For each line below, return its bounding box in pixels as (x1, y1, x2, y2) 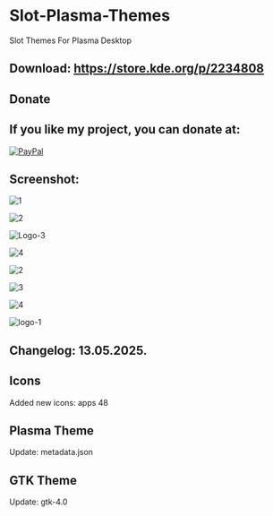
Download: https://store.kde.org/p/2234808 (9, 61, 265, 76)
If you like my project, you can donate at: (9, 122, 241, 137)
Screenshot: (9, 171, 80, 186)
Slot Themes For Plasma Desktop (9, 35, 132, 46)
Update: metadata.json (9, 447, 94, 458)
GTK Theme (9, 472, 78, 488)
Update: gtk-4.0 (9, 496, 68, 507)
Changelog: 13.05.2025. (9, 342, 148, 358)
